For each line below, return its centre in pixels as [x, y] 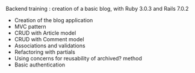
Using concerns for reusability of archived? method [78, 58]
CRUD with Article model [45, 33]
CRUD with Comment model [49, 39]
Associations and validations [50, 45]
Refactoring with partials [45, 52]
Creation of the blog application [54, 20]
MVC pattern [30, 27]
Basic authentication [40, 65]
